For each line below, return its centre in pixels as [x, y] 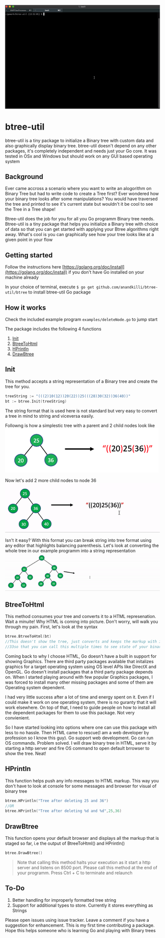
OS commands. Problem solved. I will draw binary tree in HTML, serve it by [81, 743]
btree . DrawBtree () [24, 853]
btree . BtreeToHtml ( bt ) [28, 637]
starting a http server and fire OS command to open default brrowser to [77, 748]
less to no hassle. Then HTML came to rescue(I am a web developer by [77, 732]
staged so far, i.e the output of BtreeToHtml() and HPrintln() [65, 843]
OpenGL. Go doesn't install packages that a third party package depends [79, 671]
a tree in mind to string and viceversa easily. [50, 416]
